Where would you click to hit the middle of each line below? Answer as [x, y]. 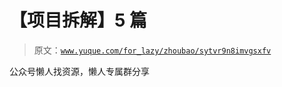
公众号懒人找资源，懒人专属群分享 [79, 71]
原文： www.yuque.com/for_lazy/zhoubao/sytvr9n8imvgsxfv [152, 50]
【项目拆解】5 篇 [78, 20]
